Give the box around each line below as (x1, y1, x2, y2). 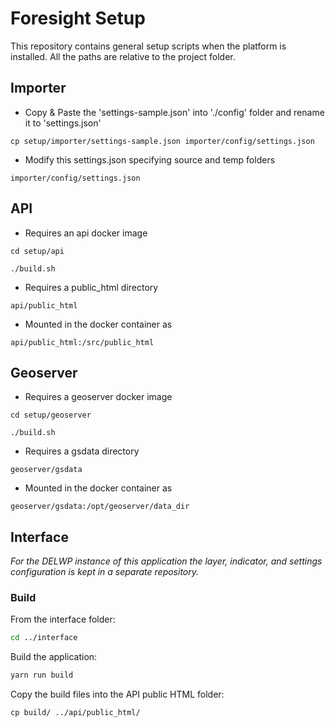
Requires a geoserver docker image (24, 391, 173, 403)
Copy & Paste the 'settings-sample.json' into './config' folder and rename (24, 106, 325, 118)
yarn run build (10, 670, 74, 681)
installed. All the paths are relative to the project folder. (10, 50, 236, 62)
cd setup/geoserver (10, 410, 92, 421)
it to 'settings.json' (24, 117, 102, 129)
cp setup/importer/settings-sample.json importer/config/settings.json (10, 136, 315, 146)
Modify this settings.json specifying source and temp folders (24, 153, 276, 166)
